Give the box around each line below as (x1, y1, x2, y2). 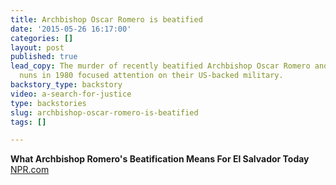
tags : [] (10, 117, 47, 127)
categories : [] (10, 33, 74, 43)
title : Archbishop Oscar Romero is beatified (10, 14, 203, 25)
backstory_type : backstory (10, 80, 123, 90)
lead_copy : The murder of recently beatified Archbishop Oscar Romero (10, 61, 311, 71)
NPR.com (10, 164, 50, 176)
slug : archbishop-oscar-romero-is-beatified (10, 107, 199, 118)
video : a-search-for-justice (10, 89, 132, 99)
